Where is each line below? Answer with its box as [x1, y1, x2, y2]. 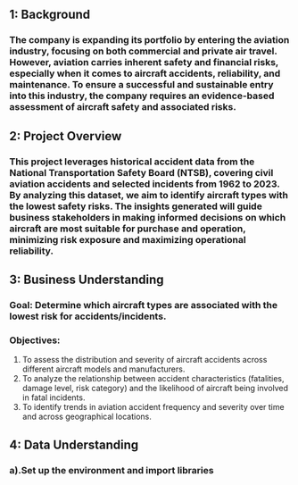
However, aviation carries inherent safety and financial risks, [9, 56, 279, 69]
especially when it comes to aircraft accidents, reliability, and [9, 67, 281, 79]
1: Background [9, 7, 91, 22]
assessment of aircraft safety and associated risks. [9, 101, 236, 113]
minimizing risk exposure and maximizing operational [9, 233, 247, 246]
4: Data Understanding [9, 437, 139, 452]
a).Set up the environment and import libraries [9, 464, 214, 476]
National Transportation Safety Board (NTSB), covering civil [9, 166, 274, 179]
